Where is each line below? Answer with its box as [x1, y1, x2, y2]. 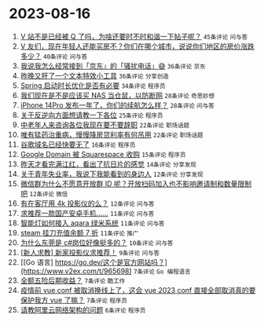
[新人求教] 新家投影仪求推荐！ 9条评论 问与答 [20, 247, 160, 257]
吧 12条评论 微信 [20, 188, 68, 198]
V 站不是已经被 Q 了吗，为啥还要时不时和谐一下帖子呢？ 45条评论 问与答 [20, 31, 248, 41]
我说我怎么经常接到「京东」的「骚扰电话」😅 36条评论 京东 [20, 60, 207, 71]
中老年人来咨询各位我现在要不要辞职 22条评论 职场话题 [20, 119, 190, 130]
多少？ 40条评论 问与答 [20, 51, 88, 60]
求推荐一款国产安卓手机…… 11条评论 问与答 [20, 208, 155, 218]
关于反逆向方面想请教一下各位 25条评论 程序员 [20, 110, 163, 119]
